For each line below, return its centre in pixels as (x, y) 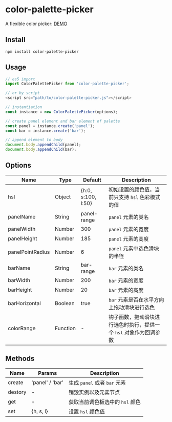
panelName (22, 216)
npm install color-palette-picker (42, 52)
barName (19, 268)
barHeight (20, 290)
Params (48, 373)
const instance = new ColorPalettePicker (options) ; (61, 112)
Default (92, 179)
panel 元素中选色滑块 (134, 248)
